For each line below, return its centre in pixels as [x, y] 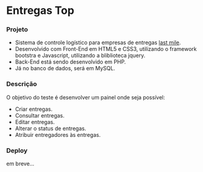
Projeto [17, 30]
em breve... [20, 164]
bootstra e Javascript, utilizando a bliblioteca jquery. [80, 56]
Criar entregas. [34, 109]
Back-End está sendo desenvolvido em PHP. [70, 62]
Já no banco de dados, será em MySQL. [65, 68]
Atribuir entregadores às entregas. [58, 134]
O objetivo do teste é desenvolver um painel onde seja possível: [85, 97]
